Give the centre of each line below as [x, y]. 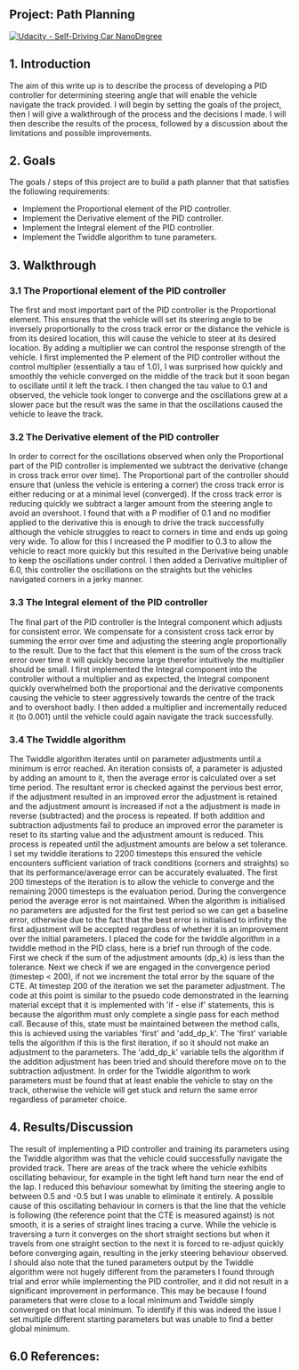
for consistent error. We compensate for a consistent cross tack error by [141, 631]
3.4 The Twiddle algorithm [68, 740]
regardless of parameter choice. [68, 1099]
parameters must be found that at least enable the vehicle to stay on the [141, 1081]
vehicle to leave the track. [57, 414]
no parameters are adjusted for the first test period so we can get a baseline [149, 911]
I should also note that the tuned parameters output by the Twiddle [131, 1262]
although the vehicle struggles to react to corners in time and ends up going [149, 532]
